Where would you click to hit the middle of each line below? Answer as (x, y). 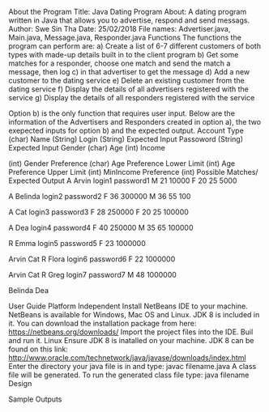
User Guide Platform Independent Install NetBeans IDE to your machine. (128, 306)
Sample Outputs (35, 399)
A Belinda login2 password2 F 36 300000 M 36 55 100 (100, 196)
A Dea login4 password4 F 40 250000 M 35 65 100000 (101, 227)
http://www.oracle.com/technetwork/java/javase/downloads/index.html (127, 358)
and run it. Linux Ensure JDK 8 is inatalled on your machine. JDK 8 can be (131, 340)
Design (20, 383)
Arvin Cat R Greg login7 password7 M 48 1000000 (92, 275)
